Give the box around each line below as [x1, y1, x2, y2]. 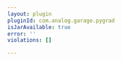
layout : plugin [7, 10, 52, 18]
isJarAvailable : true [7, 23, 71, 30]
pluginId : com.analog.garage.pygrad [7, 17, 115, 24]
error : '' [7, 30, 37, 38]
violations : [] [7, 37, 52, 44]
